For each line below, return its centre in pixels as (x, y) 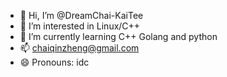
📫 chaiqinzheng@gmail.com (79, 48)
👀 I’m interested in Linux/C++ (80, 26)
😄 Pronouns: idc (54, 62)
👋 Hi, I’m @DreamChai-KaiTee (81, 15)
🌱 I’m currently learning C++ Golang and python (118, 36)
